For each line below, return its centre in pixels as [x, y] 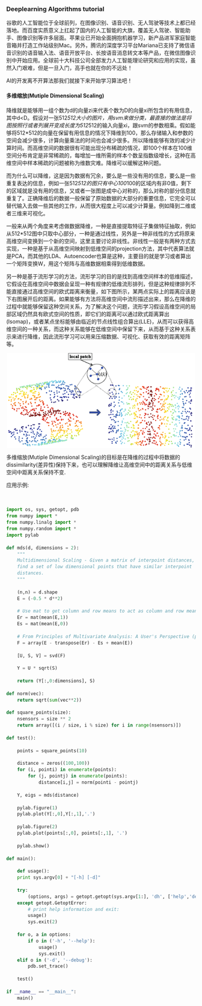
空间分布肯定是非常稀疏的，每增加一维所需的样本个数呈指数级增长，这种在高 [101, 155]
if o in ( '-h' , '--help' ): [62, 941]
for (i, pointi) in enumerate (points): [67, 770]
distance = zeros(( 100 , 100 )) [54, 763]
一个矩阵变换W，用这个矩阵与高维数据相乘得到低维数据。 [77, 263]
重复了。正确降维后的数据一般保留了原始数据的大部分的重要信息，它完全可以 [101, 198]
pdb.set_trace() [48, 966]
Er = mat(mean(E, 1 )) [43, 618]
